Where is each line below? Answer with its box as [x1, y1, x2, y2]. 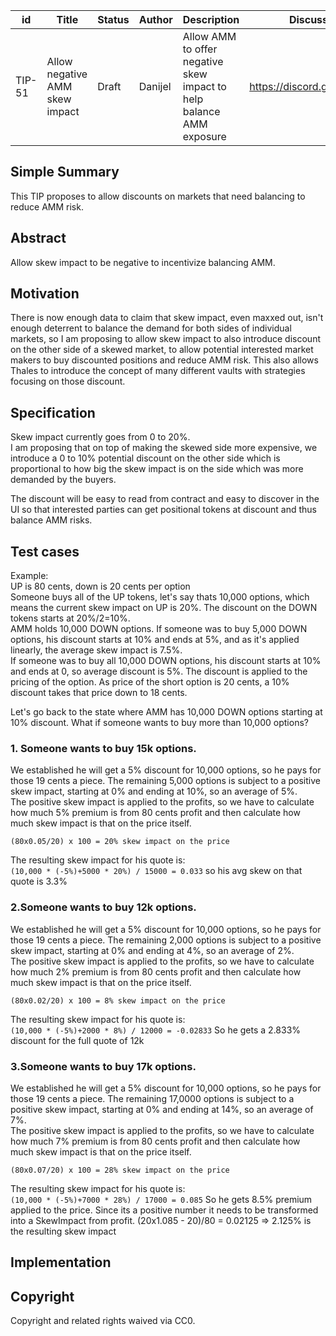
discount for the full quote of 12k [10, 1034, 145, 1046]
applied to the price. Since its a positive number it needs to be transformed [10, 1204, 319, 1216]
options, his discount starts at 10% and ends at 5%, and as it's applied [10, 634, 300, 646]
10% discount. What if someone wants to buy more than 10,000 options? [10, 717, 309, 729]
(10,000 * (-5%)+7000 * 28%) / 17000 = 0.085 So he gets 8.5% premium [10, 1193, 313, 1205]
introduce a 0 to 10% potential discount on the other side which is [10, 452, 281, 464]
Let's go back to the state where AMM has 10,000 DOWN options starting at [10, 706, 323, 718]
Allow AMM [182, 30, 237, 43]
